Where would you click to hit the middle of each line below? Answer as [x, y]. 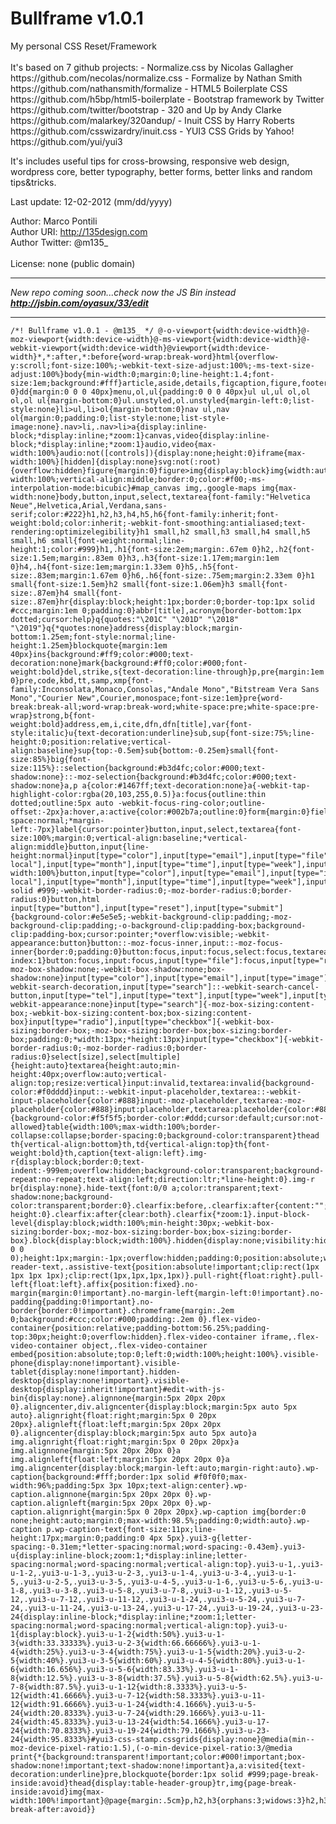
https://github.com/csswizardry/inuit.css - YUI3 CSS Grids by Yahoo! [152, 131]
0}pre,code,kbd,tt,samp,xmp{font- [82, 680]
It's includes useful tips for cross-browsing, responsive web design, [150, 161]
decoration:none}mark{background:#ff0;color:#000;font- [129, 663]
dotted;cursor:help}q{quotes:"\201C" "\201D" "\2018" [125, 619]
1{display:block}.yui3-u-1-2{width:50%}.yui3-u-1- [118, 1634]
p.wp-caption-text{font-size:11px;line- [131, 1529]
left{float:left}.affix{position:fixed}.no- [104, 1284]
